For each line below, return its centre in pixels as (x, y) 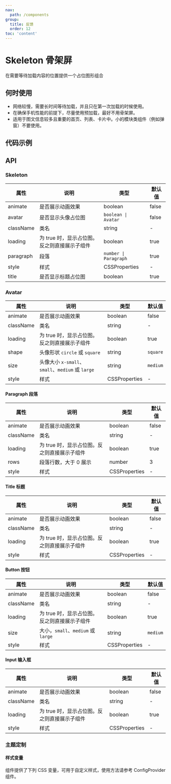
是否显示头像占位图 (62, 217)
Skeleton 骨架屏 (39, 60)
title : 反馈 (22, 24)
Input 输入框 (18, 660)
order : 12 (20, 29)
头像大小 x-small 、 (62, 362)
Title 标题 (15, 486)
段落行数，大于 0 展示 (65, 462)
